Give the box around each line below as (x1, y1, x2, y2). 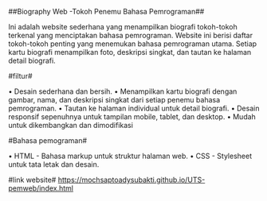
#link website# (8, 175, 57, 184)
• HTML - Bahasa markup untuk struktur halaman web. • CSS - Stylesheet (8, 151, 253, 160)
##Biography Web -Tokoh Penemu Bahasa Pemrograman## (8, 7, 205, 16)
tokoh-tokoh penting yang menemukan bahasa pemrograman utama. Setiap (8, 39, 257, 48)
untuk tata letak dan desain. (8, 160, 100, 169)
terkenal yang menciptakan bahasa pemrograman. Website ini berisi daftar (8, 31, 253, 40)
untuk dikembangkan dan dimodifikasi (8, 121, 134, 129)
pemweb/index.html (8, 184, 74, 193)
